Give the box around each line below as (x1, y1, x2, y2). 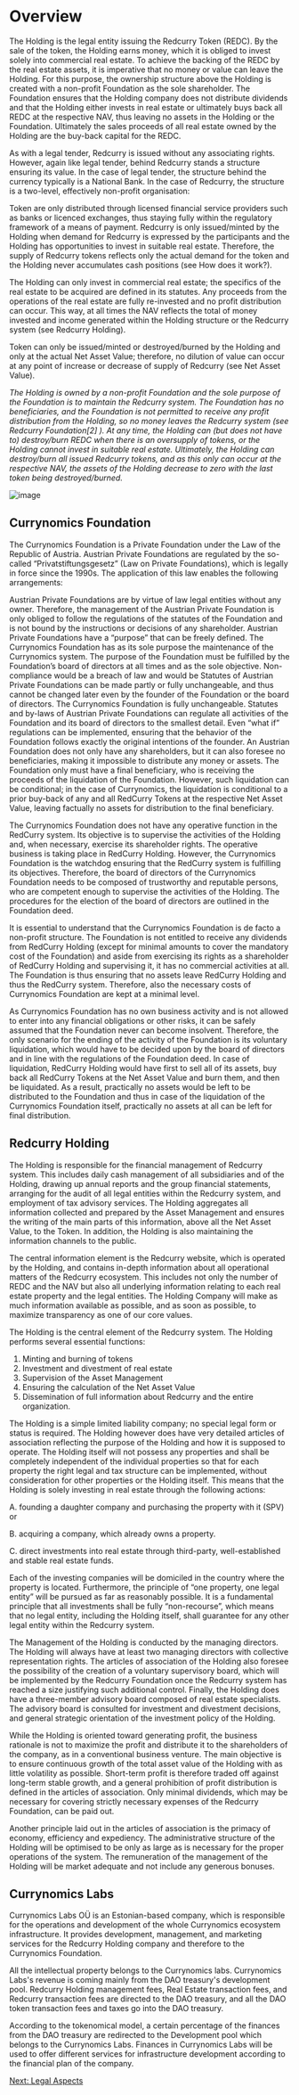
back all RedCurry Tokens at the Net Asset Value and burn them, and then (9, 1072, 280, 1083)
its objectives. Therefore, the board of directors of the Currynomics (9, 867, 256, 878)
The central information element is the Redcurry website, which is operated (9, 1252, 286, 1263)
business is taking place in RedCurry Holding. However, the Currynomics (9, 848, 276, 859)
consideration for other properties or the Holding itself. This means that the (9, 1475, 285, 1485)
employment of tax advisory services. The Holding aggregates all (9, 1197, 249, 1208)
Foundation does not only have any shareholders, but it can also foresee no (9, 746, 286, 757)
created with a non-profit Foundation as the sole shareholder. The (9, 83, 251, 94)
